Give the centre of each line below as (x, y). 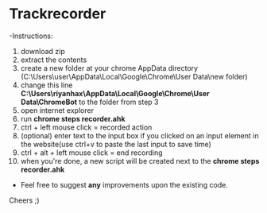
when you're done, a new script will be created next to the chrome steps (140, 161)
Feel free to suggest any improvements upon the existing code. (124, 184)
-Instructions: (31, 36)
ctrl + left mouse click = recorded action (86, 127)
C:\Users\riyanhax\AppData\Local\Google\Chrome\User (115, 93)
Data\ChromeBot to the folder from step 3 (89, 102)
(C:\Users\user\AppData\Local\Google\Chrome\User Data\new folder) (134, 76)
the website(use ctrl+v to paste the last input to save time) (116, 144)
